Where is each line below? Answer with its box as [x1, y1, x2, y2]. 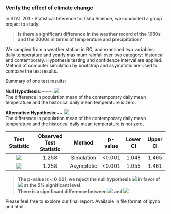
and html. [5, 204, 25, 210]
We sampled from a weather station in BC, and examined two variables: [5, 46, 155, 53]
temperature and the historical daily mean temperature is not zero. [5, 121, 144, 127]
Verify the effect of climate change [5, 4, 93, 11]
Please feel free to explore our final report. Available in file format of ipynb [5, 198, 160, 204]
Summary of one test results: [5, 78, 66, 84]
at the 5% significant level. [24, 182, 82, 188]
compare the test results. [5, 68, 58, 74]
